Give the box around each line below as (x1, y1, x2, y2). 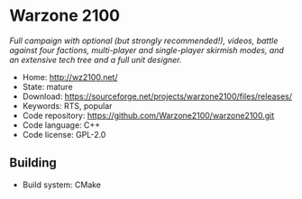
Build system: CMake (22, 179, 102, 190)
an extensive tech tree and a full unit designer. (9, 54, 182, 65)
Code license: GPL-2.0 (22, 129, 106, 140)
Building (9, 155, 57, 171)
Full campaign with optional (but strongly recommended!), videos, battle (9, 35, 279, 46)
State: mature (22, 81, 74, 92)
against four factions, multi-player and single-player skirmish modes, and (9, 44, 284, 55)
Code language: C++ (22, 119, 101, 131)
